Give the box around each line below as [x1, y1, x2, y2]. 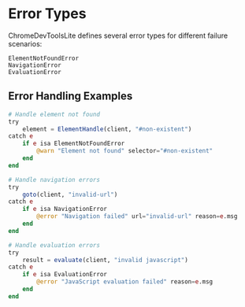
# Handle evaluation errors [8, 241, 101, 249]
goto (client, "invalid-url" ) [22, 190, 118, 198]
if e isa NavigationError [22, 205, 108, 213]
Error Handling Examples [8, 90, 133, 103]
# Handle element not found [8, 110, 101, 118]
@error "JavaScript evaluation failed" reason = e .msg [36, 278, 213, 286]
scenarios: [8, 39, 43, 48]
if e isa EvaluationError [22, 271, 108, 279]
